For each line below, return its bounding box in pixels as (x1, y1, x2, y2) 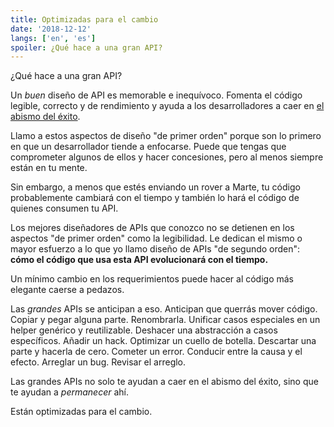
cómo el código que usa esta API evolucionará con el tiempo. (10, 254, 269, 266)
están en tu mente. (10, 162, 88, 174)
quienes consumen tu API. (10, 202, 119, 215)
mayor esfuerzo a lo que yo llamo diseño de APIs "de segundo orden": (10, 243, 301, 255)
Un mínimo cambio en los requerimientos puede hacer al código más (10, 273, 295, 285)
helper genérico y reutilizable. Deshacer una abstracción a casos (10, 324, 278, 336)
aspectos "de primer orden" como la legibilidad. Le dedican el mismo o (10, 232, 303, 245)
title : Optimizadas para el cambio (10, 14, 159, 25)
